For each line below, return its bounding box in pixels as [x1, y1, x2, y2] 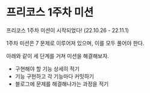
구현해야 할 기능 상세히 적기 [14, 65, 80, 72]
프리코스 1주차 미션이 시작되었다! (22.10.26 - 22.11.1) [6, 27, 130, 34]
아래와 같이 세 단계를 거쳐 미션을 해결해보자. [6, 52, 110, 59]
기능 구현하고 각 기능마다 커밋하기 [14, 72, 95, 80]
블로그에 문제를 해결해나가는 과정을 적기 [14, 80, 109, 88]
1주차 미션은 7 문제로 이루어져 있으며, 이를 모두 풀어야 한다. [6, 39, 145, 46]
